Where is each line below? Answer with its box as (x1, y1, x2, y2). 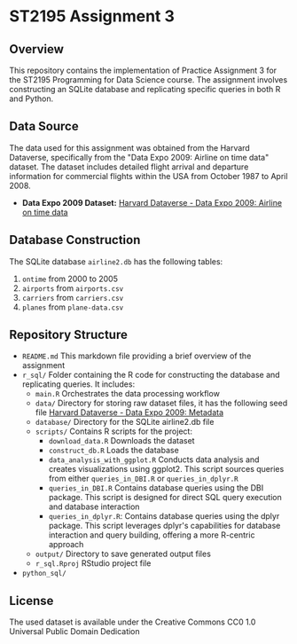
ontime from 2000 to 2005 (21, 273, 118, 284)
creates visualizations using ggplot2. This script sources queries (48, 464, 285, 475)
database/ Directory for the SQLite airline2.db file (35, 417, 215, 428)
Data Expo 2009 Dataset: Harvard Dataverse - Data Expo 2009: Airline (21, 197, 282, 208)
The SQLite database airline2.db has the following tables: (9, 255, 223, 267)
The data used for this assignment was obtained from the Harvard (9, 142, 250, 153)
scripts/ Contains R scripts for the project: (35, 426, 193, 436)
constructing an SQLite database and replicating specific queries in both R (9, 84, 281, 94)
